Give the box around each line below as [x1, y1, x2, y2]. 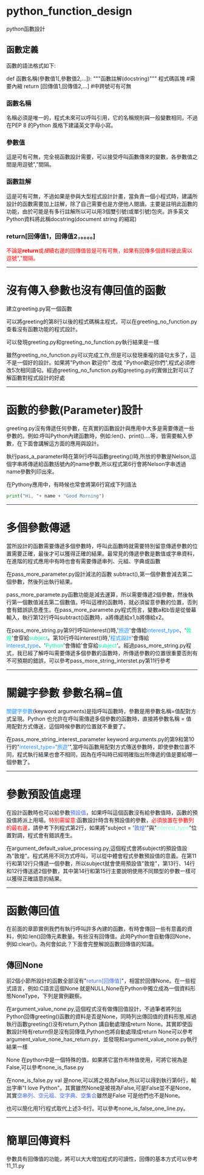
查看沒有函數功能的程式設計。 [6, 325, 81, 332]
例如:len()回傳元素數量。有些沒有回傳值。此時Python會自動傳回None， [16, 933, 194, 940]
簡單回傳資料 [6, 1134, 71, 1148]
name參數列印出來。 [6, 468, 58, 475]
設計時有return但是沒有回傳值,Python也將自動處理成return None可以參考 [11, 1028, 193, 1035]
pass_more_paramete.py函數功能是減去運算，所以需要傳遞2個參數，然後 [6, 591, 188, 598]
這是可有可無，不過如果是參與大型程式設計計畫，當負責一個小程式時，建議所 [6, 193, 198, 200]
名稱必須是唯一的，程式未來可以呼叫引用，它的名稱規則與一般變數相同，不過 [6, 114, 198, 122]
